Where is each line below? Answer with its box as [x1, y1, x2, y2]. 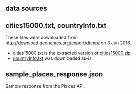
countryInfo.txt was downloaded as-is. [12, 55, 93, 61]
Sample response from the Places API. [5, 83, 85, 89]
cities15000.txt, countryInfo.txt [5, 21, 107, 30]
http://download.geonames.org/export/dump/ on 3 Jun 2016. [5, 40, 132, 46]
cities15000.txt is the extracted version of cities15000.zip [12, 50, 131, 56]
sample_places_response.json [5, 70, 103, 78]
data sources [5, 4, 47, 13]
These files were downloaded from [5, 35, 78, 41]
